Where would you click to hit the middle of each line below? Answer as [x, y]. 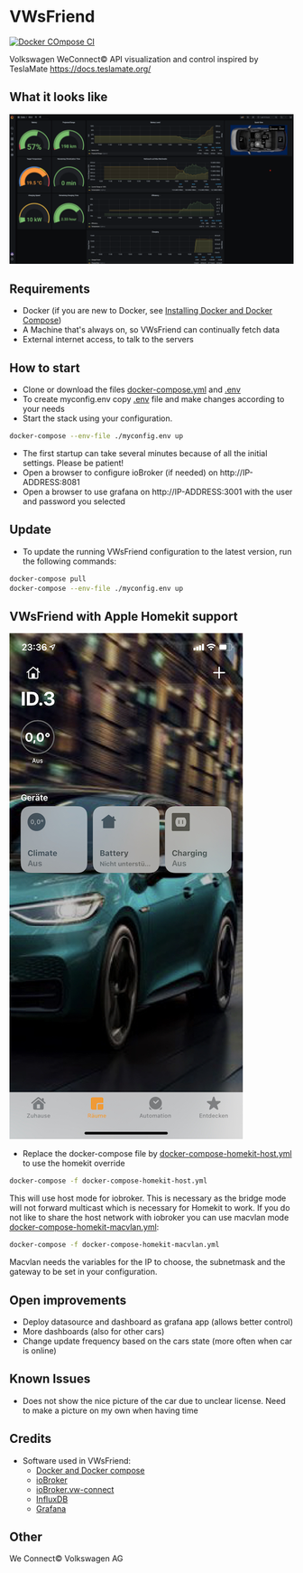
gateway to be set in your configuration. [83, 1272]
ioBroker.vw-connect [75, 1489]
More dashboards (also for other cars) [93, 1331]
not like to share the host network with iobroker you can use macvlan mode [149, 1218]
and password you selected [74, 501]
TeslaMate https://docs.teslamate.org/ [80, 69]
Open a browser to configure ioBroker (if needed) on [120, 473]
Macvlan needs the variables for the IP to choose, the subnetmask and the [147, 1262]
